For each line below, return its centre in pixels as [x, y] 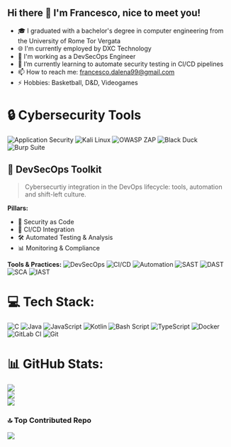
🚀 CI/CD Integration [46, 229]
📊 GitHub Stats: [56, 364]
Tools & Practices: [35, 264]
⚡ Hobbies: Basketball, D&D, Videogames [78, 82]
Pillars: [18, 208]
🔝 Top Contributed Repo [50, 421]
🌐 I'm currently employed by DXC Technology [85, 48]
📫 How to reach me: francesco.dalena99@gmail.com [96, 72]
